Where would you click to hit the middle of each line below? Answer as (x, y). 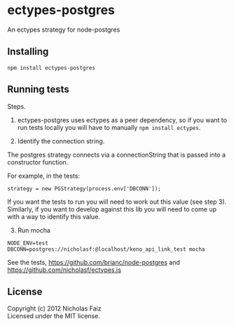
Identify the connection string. (61, 141)
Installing (28, 52)
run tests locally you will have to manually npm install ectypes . (109, 127)
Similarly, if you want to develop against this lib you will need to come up (112, 209)
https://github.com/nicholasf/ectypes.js (64, 270)
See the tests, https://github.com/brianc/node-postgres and (94, 262)
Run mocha (34, 230)
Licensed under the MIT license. (54, 316)
